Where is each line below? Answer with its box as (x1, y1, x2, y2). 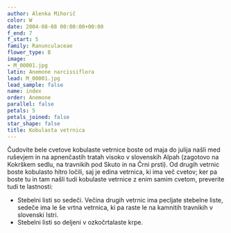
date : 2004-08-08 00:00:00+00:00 (7, 23, 104, 30)
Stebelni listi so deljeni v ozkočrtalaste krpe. (17, 218, 144, 227)
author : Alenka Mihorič (7, 10, 76, 17)
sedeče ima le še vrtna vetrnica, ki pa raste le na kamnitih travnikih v (17, 203, 214, 212)
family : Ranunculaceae (7, 42, 73, 49)
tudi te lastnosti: (7, 182, 53, 191)
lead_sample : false (7, 81, 64, 88)
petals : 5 (7, 107, 36, 114)
